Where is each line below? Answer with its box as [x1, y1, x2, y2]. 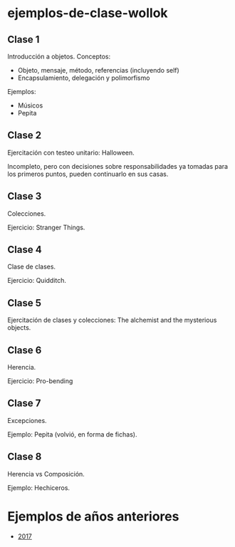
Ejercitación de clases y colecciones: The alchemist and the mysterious [7, 316, 217, 325]
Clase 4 [7, 244, 42, 256]
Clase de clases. [7, 262, 56, 271]
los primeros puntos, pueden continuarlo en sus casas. [7, 170, 169, 178]
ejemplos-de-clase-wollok [7, 5, 169, 21]
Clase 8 [7, 451, 42, 463]
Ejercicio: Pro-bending [7, 377, 73, 385]
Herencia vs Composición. [7, 469, 85, 478]
